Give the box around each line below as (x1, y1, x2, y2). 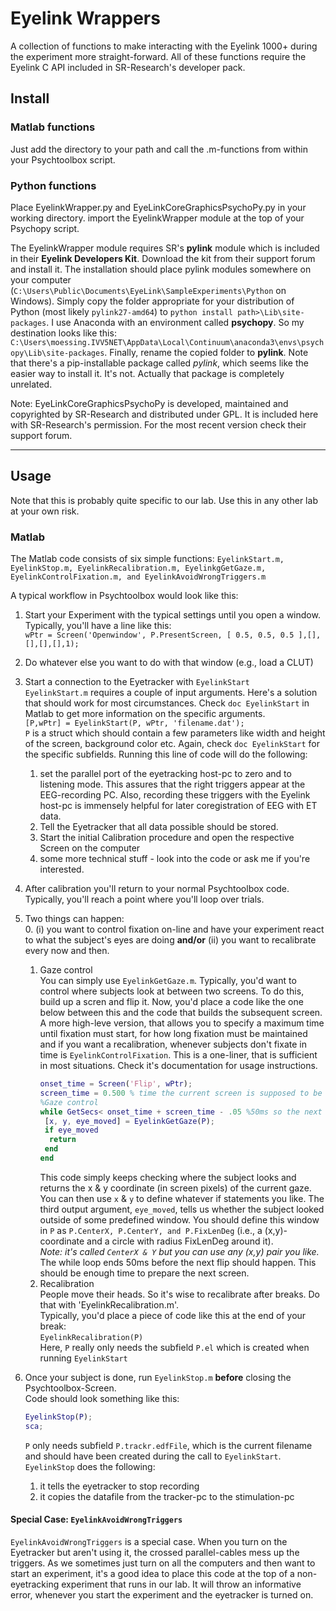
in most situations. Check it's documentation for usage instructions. (39, 1060, 318, 1072)
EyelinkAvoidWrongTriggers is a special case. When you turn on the (10, 1535, 288, 1547)
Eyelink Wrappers (10, 7, 161, 30)
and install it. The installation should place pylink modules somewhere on (10, 263, 312, 275)
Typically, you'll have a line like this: (24, 620, 172, 632)
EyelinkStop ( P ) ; (24, 1412, 93, 1422)
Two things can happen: (24, 913, 125, 925)
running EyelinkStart (39, 1352, 128, 1364)
